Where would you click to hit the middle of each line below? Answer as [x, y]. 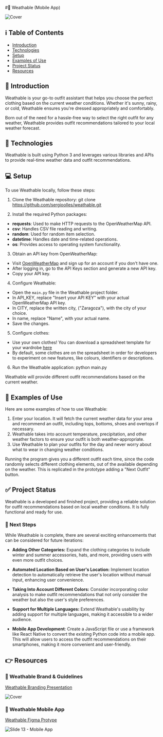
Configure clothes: [31, 333]
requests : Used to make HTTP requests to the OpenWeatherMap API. [82, 224]
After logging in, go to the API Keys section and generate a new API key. [84, 268]
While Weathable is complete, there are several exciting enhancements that [81, 535]
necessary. [23, 429]
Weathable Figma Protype [31, 720]
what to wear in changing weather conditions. [58, 450]
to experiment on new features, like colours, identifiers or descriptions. [83, 358]
